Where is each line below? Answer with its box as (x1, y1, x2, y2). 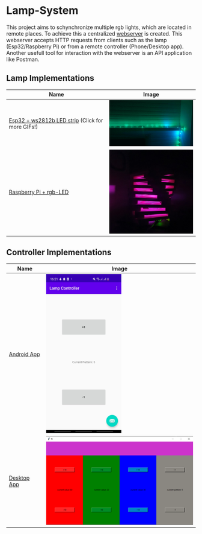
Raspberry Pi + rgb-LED (8, 188, 69, 196)
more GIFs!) (8, 123, 38, 130)
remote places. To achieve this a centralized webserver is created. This (6, 30, 183, 37)
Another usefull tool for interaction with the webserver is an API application (6, 49, 192, 56)
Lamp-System (6, 4, 79, 17)
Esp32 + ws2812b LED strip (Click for (8, 117, 103, 124)
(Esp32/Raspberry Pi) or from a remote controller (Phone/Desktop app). (6, 43, 184, 50)
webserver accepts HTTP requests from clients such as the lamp (6, 36, 167, 43)
